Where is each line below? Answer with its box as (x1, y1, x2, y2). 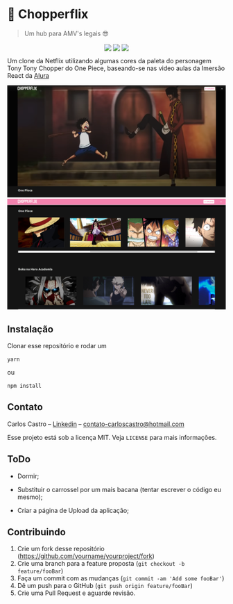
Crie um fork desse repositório (17, 545, 105, 553)
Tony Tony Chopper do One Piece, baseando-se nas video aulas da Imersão (7, 64, 225, 72)
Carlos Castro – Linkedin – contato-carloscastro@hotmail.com (7, 420, 185, 428)
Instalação (7, 323, 54, 335)
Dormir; (17, 472, 40, 480)
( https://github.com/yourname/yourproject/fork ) (17, 552, 155, 560)
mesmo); (17, 493, 43, 501)
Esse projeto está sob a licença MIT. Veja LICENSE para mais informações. (7, 433, 217, 441)
